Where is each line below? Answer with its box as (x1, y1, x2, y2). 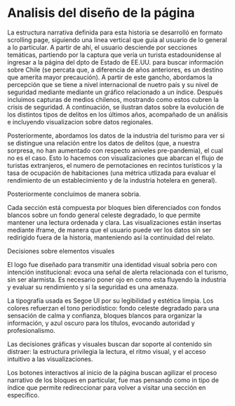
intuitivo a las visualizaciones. (7, 355, 93, 363)
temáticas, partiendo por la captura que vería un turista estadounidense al (7, 51, 222, 59)
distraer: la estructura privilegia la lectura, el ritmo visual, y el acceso (7, 347, 206, 355)
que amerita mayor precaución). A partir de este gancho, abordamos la (7, 72, 213, 81)
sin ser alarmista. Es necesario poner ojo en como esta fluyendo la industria (7, 275, 227, 284)
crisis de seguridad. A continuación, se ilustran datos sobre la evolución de (7, 103, 224, 111)
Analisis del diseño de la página (7, 5, 195, 21)
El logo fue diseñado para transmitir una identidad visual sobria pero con (7, 260, 217, 268)
